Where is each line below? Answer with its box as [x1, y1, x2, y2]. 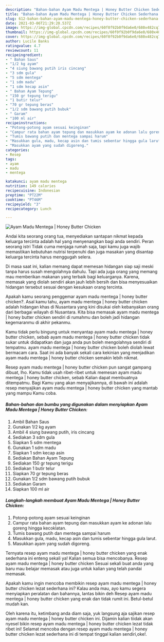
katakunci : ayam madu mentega [5, 179, 67, 184]
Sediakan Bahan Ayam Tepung [12, 455, 74, 461]
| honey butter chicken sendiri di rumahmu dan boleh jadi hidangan [5, 314, 140, 320]
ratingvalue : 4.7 [5, 43, 41, 48]
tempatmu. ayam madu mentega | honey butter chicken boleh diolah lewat [5, 345, 155, 350]
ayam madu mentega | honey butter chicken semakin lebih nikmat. [5, 355, 139, 361]
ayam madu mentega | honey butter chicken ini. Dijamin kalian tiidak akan [5, 616, 153, 622]
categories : [5, 148, 30, 153]
